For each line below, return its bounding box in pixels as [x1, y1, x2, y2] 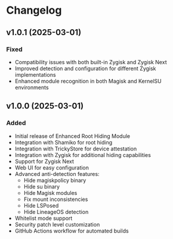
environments [14, 84, 49, 91]
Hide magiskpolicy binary [23, 177, 86, 184]
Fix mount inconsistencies [23, 196, 88, 203]
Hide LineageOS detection [23, 208, 89, 215]
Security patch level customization [14, 221, 100, 228]
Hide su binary [23, 183, 60, 190]
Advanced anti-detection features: [14, 170, 100, 177]
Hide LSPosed [23, 202, 59, 209]
